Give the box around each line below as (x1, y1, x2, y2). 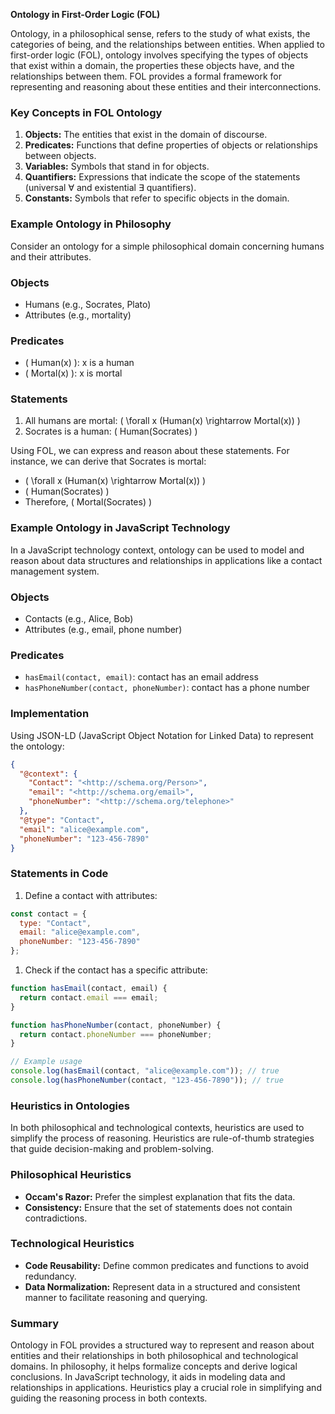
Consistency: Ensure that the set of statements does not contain (24, 1201, 293, 1213)
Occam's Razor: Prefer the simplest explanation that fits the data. (24, 1190, 296, 1203)
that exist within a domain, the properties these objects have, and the (10, 60, 295, 71)
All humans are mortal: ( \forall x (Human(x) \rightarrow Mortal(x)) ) (24, 415, 301, 427)
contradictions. (24, 1212, 88, 1224)
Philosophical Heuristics (10, 1168, 132, 1182)
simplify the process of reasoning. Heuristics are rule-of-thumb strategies (10, 1132, 315, 1144)
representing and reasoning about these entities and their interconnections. (10, 81, 322, 93)
